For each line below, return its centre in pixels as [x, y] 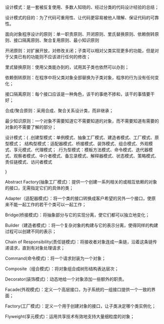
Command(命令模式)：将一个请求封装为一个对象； [56, 258]
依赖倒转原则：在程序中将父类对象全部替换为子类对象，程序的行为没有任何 [80, 78]
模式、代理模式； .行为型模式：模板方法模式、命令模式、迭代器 [85, 150]
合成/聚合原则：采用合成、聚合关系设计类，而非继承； [59, 111]
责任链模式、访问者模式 [29, 162]
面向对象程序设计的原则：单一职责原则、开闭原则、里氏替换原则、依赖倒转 [80, 34]
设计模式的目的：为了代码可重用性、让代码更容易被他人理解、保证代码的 [78, 18]
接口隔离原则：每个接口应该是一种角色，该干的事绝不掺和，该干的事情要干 [80, 94]
